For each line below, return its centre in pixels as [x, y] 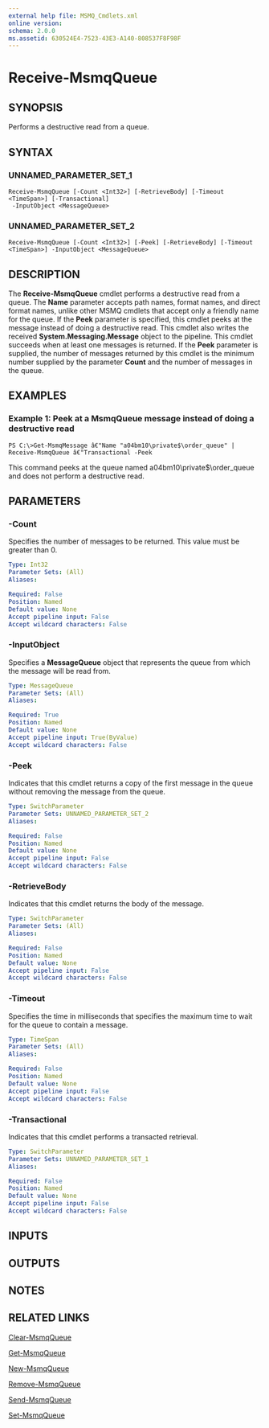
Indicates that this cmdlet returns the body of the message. [106, 904]
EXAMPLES [37, 396]
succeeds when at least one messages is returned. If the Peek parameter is [133, 345]
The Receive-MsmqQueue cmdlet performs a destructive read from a [124, 293]
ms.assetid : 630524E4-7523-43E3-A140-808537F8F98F [95, 38]
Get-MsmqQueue [37, 1352]
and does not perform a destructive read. [76, 476]
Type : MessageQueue [41, 685]
